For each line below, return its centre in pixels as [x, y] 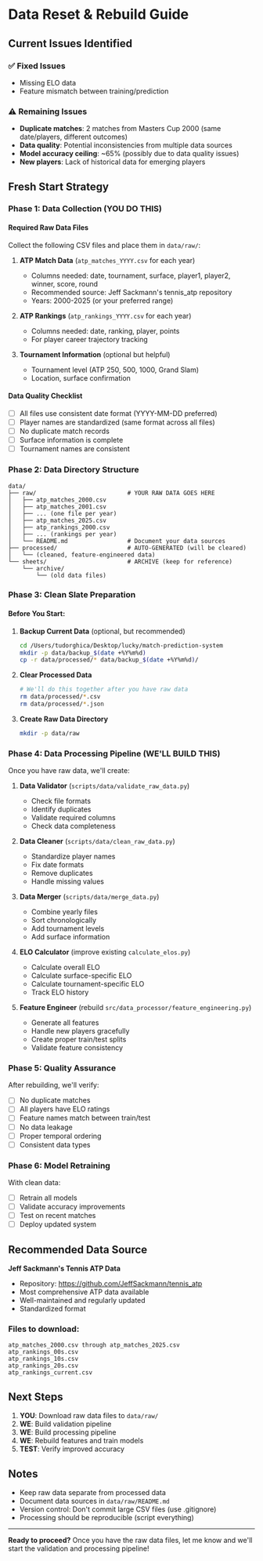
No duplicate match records [64, 431]
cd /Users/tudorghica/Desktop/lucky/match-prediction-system [121, 645]
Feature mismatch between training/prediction [94, 91]
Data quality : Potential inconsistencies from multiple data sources [126, 145]
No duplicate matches [55, 1100]
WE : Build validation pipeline [65, 1424]
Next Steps [36, 1397]
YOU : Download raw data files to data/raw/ [89, 1416]
